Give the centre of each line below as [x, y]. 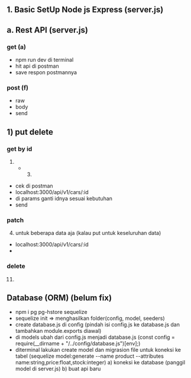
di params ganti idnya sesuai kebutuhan [64, 199]
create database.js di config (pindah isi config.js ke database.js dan [97, 325]
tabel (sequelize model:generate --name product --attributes [90, 356]
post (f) [18, 88]
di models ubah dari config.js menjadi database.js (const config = [95, 337]
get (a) [16, 47]
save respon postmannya [46, 72]
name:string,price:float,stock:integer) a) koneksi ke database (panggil [100, 363]
